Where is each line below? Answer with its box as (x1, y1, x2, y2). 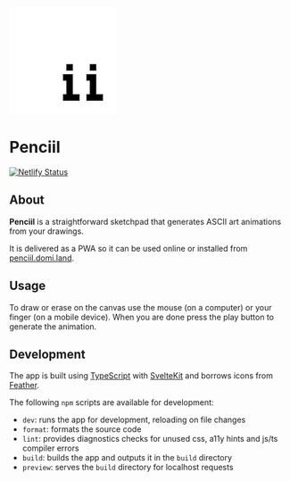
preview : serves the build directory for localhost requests (21, 462, 234, 473)
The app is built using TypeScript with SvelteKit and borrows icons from (9, 370, 274, 381)
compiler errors (21, 443, 79, 453)
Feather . (9, 380, 40, 391)
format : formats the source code (21, 424, 142, 435)
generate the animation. (9, 320, 97, 332)
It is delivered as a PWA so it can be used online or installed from (9, 243, 248, 253)
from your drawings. (9, 226, 85, 236)
